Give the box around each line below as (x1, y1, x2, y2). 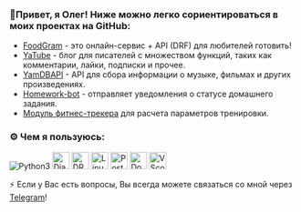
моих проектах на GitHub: (9, 19, 130, 32)
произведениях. (22, 79, 86, 90)
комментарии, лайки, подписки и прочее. (22, 59, 186, 71)
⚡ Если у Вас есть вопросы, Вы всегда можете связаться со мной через (9, 178, 293, 189)
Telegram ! (9, 191, 47, 203)
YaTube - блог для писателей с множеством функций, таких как (22, 50, 272, 61)
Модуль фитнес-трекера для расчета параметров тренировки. (22, 108, 269, 119)
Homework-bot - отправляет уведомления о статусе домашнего (22, 88, 274, 99)
